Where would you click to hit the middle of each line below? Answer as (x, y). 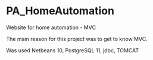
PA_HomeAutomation (60, 11)
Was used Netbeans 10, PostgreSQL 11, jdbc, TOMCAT (73, 50)
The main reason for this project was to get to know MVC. (77, 39)
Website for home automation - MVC (51, 27)
